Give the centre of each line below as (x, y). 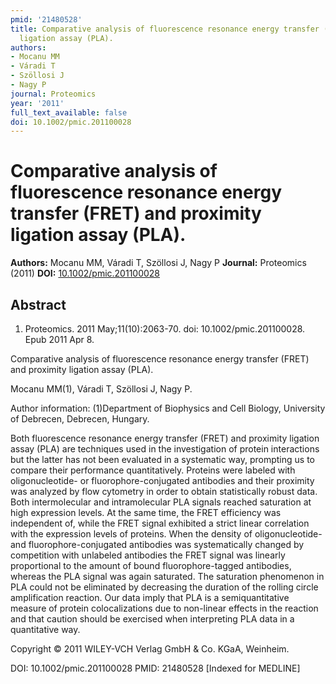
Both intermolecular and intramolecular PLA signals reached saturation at (161, 502)
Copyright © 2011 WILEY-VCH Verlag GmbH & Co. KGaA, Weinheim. (150, 649)
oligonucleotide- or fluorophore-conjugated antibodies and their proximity (162, 480)
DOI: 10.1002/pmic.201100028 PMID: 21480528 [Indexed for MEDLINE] (155, 668)
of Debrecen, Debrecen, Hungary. (80, 419)
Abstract (38, 304)
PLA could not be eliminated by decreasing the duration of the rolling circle (164, 587)
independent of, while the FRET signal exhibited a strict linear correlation (160, 523)
